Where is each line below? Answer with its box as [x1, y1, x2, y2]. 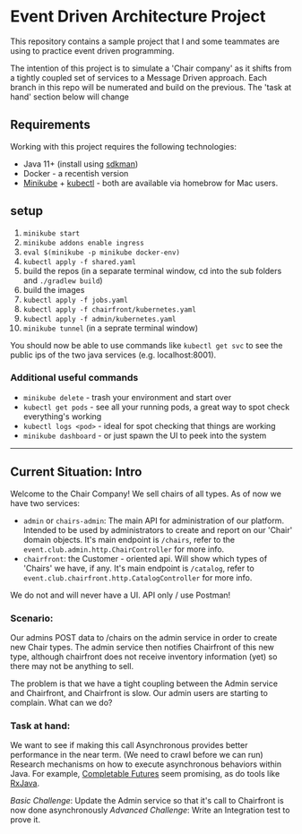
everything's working [22, 410, 102, 422]
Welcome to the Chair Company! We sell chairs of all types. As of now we [10, 488, 281, 499]
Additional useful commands [10, 372, 139, 384]
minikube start [22, 228, 81, 238]
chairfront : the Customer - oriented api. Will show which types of [22, 553, 268, 563]
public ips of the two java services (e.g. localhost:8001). [10, 349, 217, 360]
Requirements [10, 117, 91, 133]
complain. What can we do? [10, 697, 113, 708]
